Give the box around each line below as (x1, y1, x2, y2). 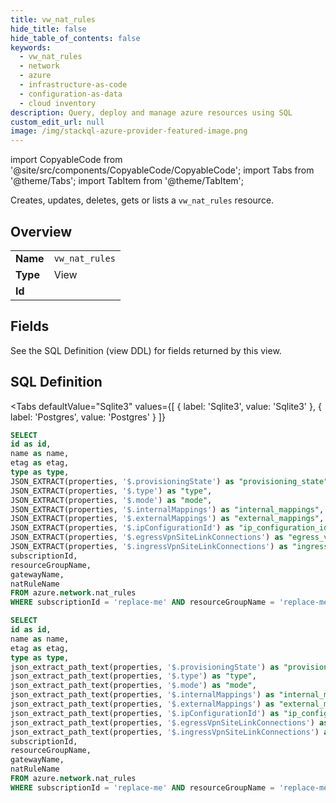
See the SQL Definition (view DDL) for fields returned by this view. (10, 344, 282, 356)
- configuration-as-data (19, 89, 123, 99)
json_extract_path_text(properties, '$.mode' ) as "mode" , (10, 681, 257, 691)
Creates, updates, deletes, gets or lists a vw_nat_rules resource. (10, 194, 275, 206)
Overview (10, 223, 73, 240)
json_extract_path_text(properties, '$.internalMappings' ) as (10, 690, 275, 700)
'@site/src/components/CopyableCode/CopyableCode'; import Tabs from (10, 164, 315, 176)
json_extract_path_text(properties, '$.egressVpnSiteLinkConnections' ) (10, 717, 315, 728)
